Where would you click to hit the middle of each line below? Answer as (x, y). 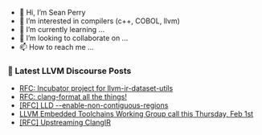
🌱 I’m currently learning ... (62, 29)
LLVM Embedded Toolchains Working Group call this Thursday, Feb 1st (136, 114)
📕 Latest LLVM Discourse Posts (70, 71)
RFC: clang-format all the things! (73, 97)
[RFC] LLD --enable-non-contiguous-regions (94, 105)
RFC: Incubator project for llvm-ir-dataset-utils (96, 88)
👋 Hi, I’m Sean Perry (52, 12)
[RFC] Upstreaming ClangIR (65, 123)
